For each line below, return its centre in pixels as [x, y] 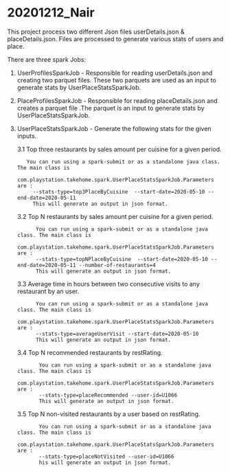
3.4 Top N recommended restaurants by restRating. [90, 352]
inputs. [27, 136]
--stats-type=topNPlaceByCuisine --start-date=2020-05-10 [122, 259]
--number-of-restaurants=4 [117, 265]
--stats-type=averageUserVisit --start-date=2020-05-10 [117, 334]
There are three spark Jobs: [47, 59]
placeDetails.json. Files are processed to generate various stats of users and [115, 38]
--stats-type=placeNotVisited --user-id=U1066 [106, 457]
